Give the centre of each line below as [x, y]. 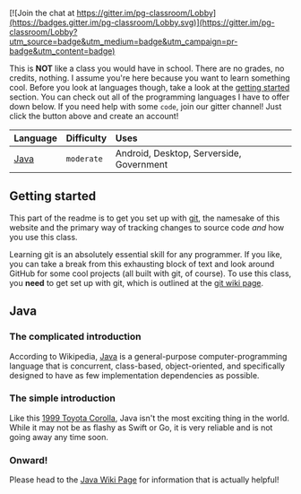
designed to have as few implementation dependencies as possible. [134, 375]
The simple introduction [63, 398]
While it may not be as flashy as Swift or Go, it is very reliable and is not [141, 427]
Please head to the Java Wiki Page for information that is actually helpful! [144, 480]
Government [142, 165]
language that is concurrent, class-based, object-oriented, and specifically [147, 366]
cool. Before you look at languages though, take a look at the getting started [150, 87]
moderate [84, 159]
